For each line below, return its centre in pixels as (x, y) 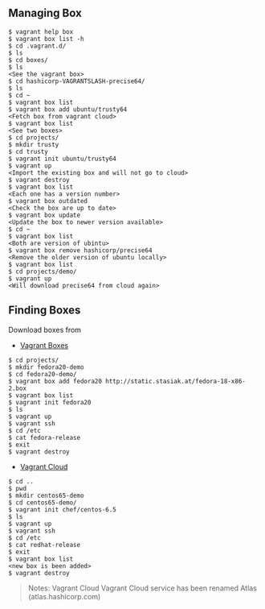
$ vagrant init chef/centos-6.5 (62, 510)
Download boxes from (45, 329)
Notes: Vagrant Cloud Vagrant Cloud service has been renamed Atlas (142, 588)
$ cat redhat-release (45, 545)
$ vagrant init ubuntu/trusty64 (62, 159)
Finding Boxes (45, 311)
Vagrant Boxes (44, 345)
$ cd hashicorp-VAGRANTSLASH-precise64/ (77, 81)
